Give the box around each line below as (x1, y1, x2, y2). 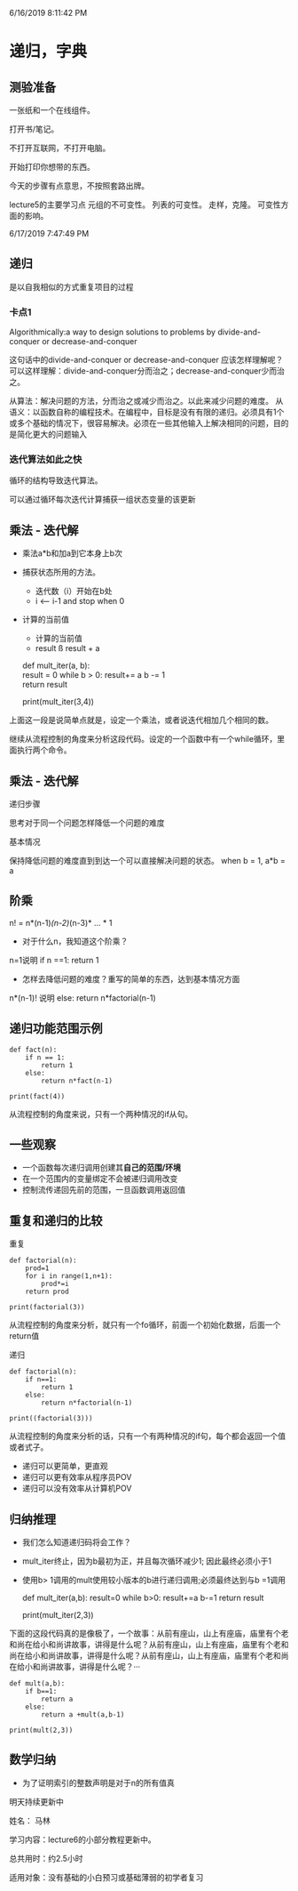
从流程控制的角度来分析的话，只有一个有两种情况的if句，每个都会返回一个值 (9, 1431, 286, 1442)
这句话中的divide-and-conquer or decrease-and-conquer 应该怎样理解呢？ (9, 355, 284, 366)
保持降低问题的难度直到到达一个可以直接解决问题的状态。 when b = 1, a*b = (9, 856, 286, 866)
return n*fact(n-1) (41, 1076, 114, 1085)
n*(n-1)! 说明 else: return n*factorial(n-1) (9, 992, 157, 1003)
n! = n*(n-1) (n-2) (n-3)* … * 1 (9, 917, 113, 928)
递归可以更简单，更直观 (21, 1460, 108, 1471)
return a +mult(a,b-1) (41, 1710, 125, 1719)
